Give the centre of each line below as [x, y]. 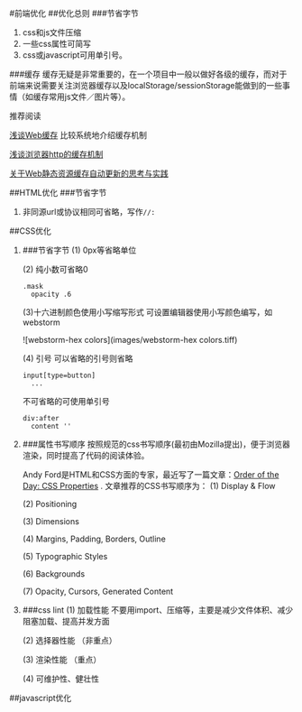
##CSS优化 [30, 231]
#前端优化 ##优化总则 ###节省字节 [74, 13]
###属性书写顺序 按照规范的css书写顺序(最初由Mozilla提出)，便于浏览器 [156, 444]
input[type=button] [59, 375]
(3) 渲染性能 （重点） [62, 660]
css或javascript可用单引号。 [75, 55]
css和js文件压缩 [52, 32]
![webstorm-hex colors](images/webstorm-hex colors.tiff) [130, 340]
